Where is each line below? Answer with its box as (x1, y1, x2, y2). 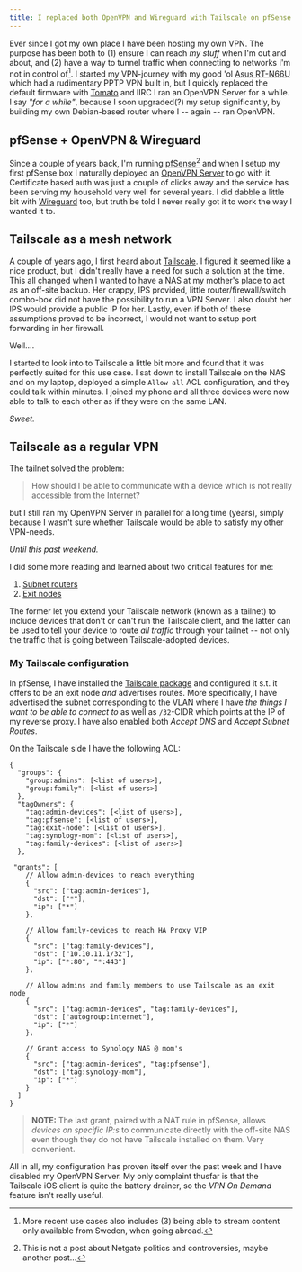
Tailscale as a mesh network (9, 231, 173, 248)
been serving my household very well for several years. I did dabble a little (9, 186, 285, 197)
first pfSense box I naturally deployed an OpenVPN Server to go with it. (9, 167, 272, 178)
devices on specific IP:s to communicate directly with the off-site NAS (31, 1124, 291, 1135)
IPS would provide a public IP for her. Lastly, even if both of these (9, 303, 252, 314)
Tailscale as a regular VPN (9, 438, 159, 455)
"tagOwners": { (17, 799, 75, 808)
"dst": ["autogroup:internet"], (32, 1012, 155, 1022)
